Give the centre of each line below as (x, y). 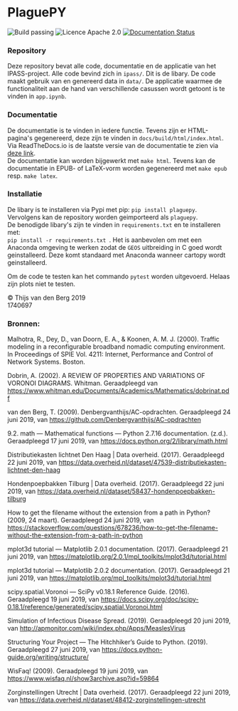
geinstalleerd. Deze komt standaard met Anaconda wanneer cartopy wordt (117, 255)
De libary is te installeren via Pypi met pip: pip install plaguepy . (102, 209)
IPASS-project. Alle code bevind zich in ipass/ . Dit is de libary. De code (112, 74)
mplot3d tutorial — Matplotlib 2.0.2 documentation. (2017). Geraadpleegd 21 (119, 571)
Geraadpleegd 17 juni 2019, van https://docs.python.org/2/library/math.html (118, 441)
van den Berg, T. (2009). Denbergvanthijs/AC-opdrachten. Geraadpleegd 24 (119, 412)
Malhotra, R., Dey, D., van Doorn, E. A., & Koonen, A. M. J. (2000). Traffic (114, 339)
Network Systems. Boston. (46, 362)
